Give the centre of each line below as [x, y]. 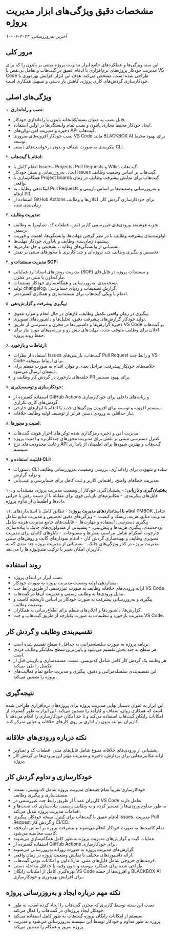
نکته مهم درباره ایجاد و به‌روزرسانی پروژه [63, 893]
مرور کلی [19, 52]
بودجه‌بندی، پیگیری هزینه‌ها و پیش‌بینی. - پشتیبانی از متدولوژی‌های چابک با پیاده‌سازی [84, 527]
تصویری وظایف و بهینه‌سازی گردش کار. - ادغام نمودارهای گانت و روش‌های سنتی [82, 538]
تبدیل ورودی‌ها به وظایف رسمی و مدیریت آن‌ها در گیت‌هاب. [69, 594]
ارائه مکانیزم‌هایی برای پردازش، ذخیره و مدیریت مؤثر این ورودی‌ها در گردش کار [88, 755]
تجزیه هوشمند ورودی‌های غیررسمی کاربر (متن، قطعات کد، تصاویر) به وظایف [86, 224]
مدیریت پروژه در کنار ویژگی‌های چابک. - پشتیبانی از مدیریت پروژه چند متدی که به [82, 543]
